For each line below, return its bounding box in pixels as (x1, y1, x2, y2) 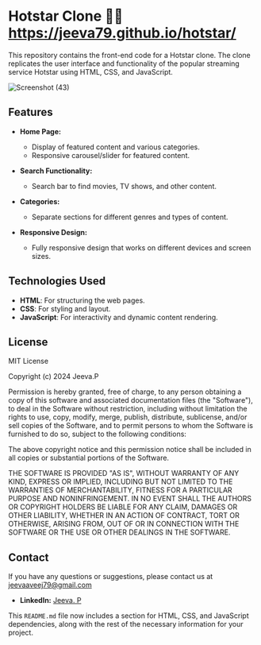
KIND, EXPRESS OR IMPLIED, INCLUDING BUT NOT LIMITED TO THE (8, 477, 233, 487)
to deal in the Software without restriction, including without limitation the (8, 404, 248, 414)
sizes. (31, 251, 52, 261)
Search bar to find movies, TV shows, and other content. (31, 181, 217, 191)
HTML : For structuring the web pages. (19, 295, 145, 305)
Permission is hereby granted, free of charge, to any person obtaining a (8, 387, 242, 396)
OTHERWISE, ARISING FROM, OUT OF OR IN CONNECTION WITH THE (8, 519, 240, 529)
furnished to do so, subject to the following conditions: (8, 429, 186, 439)
